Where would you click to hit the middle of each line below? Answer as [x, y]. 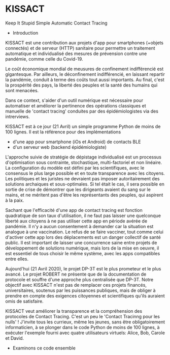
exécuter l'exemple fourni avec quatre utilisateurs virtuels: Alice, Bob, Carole [85, 333]
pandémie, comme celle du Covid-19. [44, 59]
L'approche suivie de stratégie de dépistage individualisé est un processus [83, 157]
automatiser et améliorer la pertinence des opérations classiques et [76, 105]
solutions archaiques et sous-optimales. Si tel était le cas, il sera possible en [85, 184]
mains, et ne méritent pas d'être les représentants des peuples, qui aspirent [84, 195]
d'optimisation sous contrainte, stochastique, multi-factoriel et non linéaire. [84, 162]
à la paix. [15, 200]
